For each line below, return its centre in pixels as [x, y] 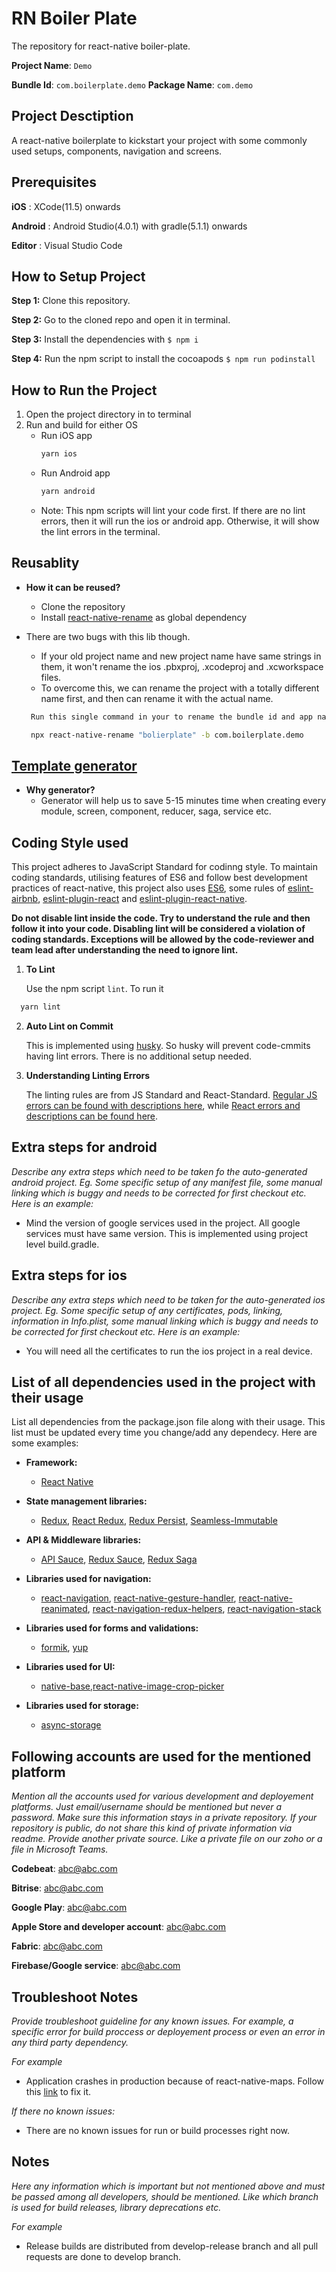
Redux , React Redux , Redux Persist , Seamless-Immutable [159, 1521]
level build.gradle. [62, 1244]
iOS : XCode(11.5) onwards [66, 206]
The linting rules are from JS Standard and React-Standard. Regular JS [171, 1095]
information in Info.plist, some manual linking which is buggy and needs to [165, 1321]
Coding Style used [70, 842]
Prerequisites [54, 182]
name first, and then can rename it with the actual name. [157, 698]
